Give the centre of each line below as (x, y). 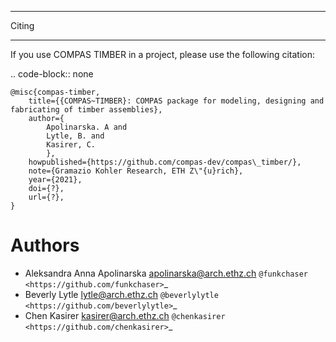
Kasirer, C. (71, 145)
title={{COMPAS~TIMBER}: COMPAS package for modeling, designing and (176, 101)
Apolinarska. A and (87, 127)
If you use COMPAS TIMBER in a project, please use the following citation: (163, 54)
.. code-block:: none (52, 74)
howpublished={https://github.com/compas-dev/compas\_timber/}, (165, 162)
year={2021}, (55, 180)
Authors (45, 245)
